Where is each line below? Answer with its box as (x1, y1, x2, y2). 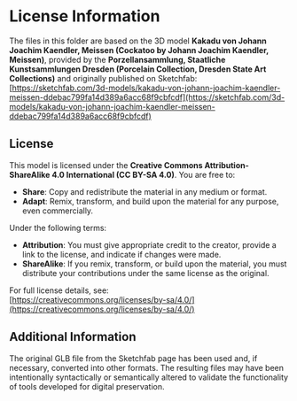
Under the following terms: (9, 222, 107, 233)
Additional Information (9, 329, 137, 344)
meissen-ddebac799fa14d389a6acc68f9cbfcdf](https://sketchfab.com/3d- (9, 91, 285, 103)
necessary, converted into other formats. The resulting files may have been (9, 362, 285, 373)
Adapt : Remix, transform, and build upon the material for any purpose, (21, 196, 279, 206)
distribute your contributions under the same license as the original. (21, 267, 270, 278)
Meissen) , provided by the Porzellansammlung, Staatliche (9, 54, 226, 65)
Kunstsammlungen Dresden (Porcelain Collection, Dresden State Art (9, 64, 267, 74)
